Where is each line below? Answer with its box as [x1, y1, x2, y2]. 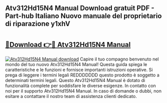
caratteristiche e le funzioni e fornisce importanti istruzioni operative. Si [5, 67, 153, 72]
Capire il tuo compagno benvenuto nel [80, 56, 159, 62]
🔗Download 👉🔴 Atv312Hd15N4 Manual [5, 40, 131, 49]
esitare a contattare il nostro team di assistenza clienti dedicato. [5, 93, 137, 99]
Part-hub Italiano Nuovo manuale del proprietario [5, 12, 162, 20]
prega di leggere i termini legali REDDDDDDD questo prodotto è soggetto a [5, 72, 159, 78]
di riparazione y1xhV [5, 19, 71, 28]
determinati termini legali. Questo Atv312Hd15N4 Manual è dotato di [5, 77, 145, 83]
